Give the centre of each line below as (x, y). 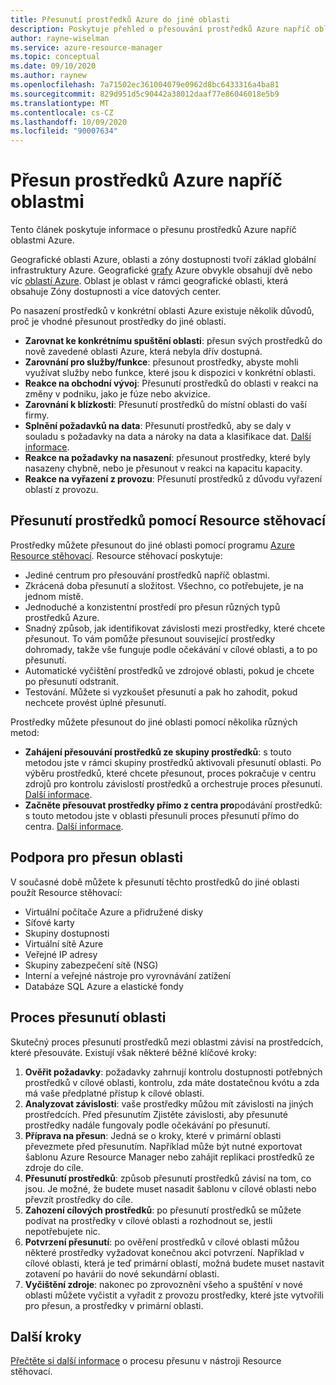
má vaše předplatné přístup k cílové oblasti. (114, 1093)
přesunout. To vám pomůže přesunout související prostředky (150, 638)
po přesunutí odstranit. (71, 681)
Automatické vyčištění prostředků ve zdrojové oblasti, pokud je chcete (169, 670)
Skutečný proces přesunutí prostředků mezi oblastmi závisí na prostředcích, (167, 1042)
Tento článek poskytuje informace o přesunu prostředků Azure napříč (153, 230)
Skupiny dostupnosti (67, 933)
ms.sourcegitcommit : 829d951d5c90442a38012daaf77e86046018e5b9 (145, 94)
